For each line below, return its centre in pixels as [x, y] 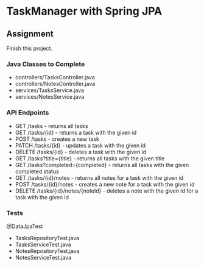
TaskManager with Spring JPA [84, 11]
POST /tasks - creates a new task [57, 139]
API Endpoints [28, 113]
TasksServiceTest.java [43, 244]
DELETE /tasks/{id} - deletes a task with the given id [81, 152]
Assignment [30, 34]
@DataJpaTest [25, 226]
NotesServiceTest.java [43, 257]
